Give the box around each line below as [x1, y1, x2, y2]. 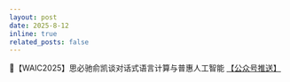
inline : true [9, 29, 58, 38]
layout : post [9, 12, 58, 22]
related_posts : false [9, 37, 90, 47]
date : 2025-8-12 [9, 21, 69, 30]
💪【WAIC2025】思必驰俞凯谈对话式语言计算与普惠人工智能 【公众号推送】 [9, 63, 281, 73]
